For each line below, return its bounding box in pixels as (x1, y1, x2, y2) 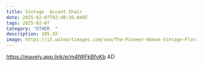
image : (6, 37, 23, 43)
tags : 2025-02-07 (6, 20, 50, 26)
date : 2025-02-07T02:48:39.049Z (6, 14, 88, 20)
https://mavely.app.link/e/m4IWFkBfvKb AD (6, 53, 115, 60)
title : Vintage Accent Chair (6, 8, 83, 15)
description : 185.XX (6, 31, 59, 37)
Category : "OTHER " (6, 25, 59, 32)
